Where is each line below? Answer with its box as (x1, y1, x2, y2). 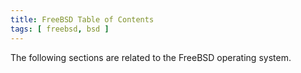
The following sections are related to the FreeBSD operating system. (10, 51, 292, 63)
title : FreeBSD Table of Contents (10, 14, 155, 25)
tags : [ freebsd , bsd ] (10, 24, 110, 34)
